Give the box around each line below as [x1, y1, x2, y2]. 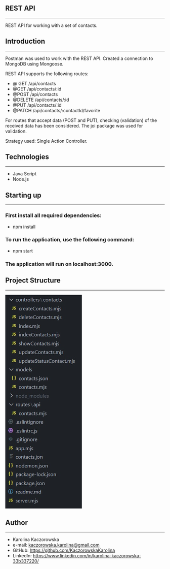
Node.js [12, 176, 29, 182]
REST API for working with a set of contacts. [5, 22, 98, 28]
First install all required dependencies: [5, 212, 102, 219]
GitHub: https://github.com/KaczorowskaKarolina [12, 547, 115, 553]
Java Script [12, 171, 36, 177]
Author [5, 518, 28, 527]
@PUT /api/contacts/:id [12, 102, 62, 108]
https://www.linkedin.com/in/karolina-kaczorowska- [32, 553, 142, 559]
